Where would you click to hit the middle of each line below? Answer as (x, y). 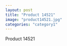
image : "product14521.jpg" (34, 19)
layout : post (19, 10)
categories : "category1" (31, 24)
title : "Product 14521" (30, 15)
